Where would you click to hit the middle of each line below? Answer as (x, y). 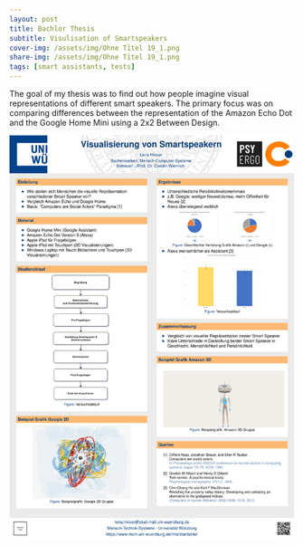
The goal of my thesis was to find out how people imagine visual (129, 94)
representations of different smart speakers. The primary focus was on (142, 103)
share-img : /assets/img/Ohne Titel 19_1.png (95, 57)
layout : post (34, 19)
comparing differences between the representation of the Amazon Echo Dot (151, 113)
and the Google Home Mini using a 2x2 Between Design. (114, 123)
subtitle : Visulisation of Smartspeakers (89, 38)
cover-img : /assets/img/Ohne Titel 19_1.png (95, 48)
